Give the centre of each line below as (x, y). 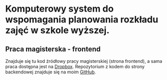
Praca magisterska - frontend (53, 49)
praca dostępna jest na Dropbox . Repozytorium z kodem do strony (75, 67)
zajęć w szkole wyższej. (57, 30)
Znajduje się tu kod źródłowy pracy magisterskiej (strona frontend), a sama (84, 61)
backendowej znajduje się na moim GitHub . (51, 72)
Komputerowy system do (60, 9)
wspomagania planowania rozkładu (82, 19)
